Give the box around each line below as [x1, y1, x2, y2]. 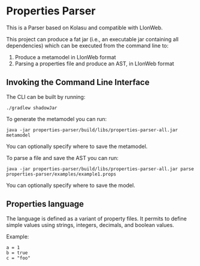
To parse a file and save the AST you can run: [6, 154, 119, 161]
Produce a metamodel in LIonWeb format [14, 53, 116, 61]
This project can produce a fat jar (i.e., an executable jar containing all [6, 35, 178, 43]
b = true [6, 250, 28, 256]
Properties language [6, 199, 84, 209]
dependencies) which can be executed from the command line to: [6, 42, 169, 49]
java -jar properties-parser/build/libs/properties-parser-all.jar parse [6, 166, 195, 172]
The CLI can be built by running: [6, 93, 86, 100]
